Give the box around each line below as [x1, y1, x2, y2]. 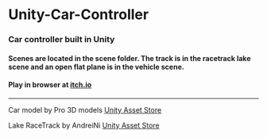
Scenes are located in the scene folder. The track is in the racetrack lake [8, 53, 251, 63]
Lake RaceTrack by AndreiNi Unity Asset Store [8, 121, 161, 130]
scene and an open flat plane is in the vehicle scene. [8, 62, 184, 71]
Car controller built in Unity [8, 34, 115, 45]
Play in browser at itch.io [8, 80, 92, 90]
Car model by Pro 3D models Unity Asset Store [8, 105, 162, 114]
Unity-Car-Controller [8, 6, 149, 24]
